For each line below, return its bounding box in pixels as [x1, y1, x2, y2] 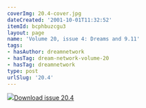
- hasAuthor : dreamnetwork [7, 49, 85, 56]
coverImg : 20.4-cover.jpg [7, 10, 81, 17]
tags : [7, 42, 23, 49]
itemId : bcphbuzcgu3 [7, 23, 67, 30]
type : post [7, 67, 39, 74]
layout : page [7, 29, 45, 36]
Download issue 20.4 [14, 94, 74, 102]
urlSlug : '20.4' [7, 74, 54, 81]
